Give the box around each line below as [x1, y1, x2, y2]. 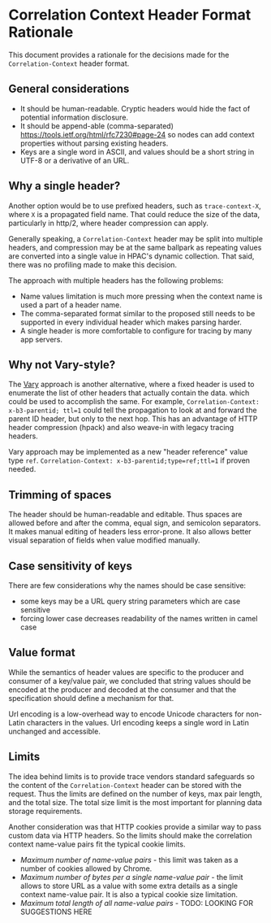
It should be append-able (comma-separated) [19, 120, 174, 131]
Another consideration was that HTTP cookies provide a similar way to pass [8, 821, 262, 831]
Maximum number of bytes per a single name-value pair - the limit [19, 872, 243, 882]
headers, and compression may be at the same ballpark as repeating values [8, 242, 262, 252]
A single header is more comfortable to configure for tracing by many [19, 325, 252, 335]
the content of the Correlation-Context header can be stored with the [8, 780, 242, 790]
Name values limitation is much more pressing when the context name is [19, 291, 263, 301]
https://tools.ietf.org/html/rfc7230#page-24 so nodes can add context [19, 129, 255, 139]
